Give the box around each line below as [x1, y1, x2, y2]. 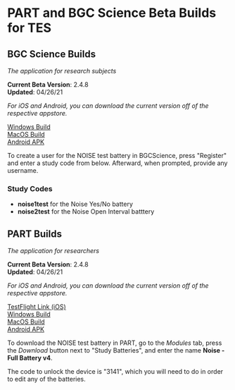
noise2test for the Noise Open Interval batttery [17, 207, 155, 216]
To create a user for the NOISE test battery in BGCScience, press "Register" [7, 152, 227, 159]
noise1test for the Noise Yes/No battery [17, 200, 134, 209]
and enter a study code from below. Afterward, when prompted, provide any [7, 159, 228, 167]
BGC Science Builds [7, 48, 96, 60]
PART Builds [7, 228, 62, 240]
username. [7, 166, 39, 174]
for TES [7, 20, 51, 36]
